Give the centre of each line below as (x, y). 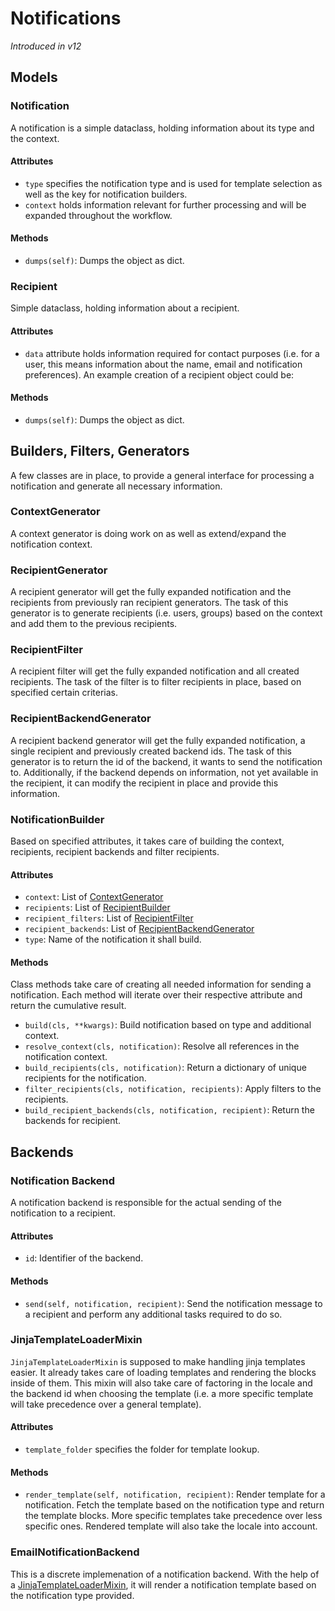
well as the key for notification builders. (106, 194)
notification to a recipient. (63, 1213)
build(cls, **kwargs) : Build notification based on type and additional (168, 1025)
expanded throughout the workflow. (98, 215)
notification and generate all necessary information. (116, 486)
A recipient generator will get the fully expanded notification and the (151, 592)
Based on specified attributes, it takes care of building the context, (147, 841)
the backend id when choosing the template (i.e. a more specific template (162, 1393)
